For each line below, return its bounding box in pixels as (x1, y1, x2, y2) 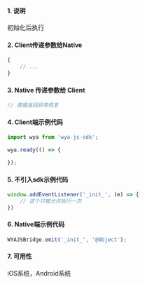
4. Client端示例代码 (7, 118, 63, 126)
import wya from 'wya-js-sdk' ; (7, 134, 99, 141)
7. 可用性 (7, 252, 32, 261)
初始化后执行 (7, 23, 44, 32)
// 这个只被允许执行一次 (20, 198, 82, 205)
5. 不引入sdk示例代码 (7, 175, 69, 184)
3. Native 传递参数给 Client (7, 86, 85, 94)
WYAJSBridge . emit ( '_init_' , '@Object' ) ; (7, 236, 127, 243)
